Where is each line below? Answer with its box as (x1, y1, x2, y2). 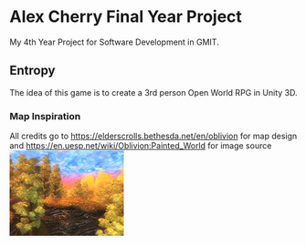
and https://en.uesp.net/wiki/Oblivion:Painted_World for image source (9, 140, 272, 151)
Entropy (9, 63, 56, 78)
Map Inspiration (9, 109, 81, 122)
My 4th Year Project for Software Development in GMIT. (9, 36, 219, 47)
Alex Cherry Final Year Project (9, 6, 242, 27)
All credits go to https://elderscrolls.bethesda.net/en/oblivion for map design (9, 130, 298, 142)
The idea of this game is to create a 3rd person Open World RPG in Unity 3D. (9, 87, 298, 97)
